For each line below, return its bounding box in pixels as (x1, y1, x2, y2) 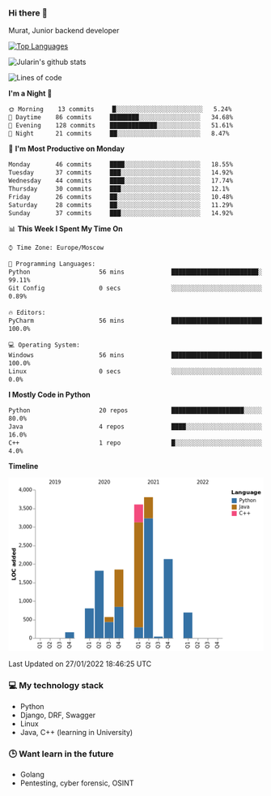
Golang (19, 770, 44, 780)
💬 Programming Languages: (8, 260, 95, 269)
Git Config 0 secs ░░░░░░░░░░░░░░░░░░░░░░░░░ (8, 284, 263, 293)
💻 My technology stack (8, 680, 104, 691)
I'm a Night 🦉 (8, 88, 53, 98)
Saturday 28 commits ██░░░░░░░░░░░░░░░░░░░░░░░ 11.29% (8, 201, 233, 209)
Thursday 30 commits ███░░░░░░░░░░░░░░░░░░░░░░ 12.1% (8, 185, 230, 193)
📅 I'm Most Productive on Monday (8, 144, 125, 153)
